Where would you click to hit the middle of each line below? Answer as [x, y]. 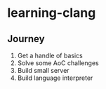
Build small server [43, 70]
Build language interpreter [55, 78]
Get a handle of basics [50, 55]
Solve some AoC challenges [58, 63]
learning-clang [52, 13]
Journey [26, 39]
